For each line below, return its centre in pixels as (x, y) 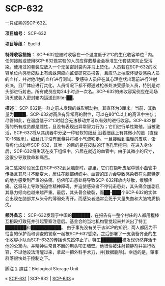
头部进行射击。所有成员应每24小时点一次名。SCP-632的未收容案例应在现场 (82, 91)
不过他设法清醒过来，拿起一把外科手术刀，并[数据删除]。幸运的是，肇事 (86, 252)
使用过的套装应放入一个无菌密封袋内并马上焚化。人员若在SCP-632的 (83, 66)
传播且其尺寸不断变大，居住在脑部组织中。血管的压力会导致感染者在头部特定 (82, 174)
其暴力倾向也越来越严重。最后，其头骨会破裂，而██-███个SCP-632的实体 (81, 192)
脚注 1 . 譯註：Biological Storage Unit (42, 268)
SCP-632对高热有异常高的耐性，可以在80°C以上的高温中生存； (94, 114)
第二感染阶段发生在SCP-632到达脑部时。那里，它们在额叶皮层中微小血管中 (81, 167)
